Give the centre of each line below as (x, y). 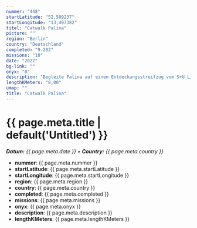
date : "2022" (22, 61)
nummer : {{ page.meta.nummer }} (56, 163)
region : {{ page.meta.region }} (51, 181)
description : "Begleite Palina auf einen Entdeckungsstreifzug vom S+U (95, 77)
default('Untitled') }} (57, 135)
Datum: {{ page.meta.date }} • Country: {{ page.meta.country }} (85, 151)
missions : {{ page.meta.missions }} (57, 200)
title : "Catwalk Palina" (36, 93)
